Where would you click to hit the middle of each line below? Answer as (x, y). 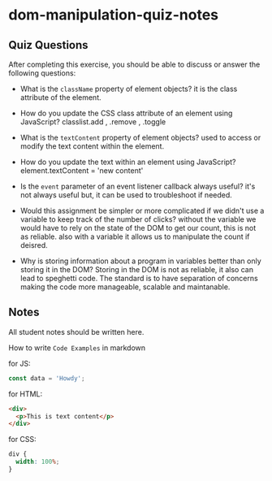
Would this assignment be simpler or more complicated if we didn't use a (142, 210)
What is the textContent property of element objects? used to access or (140, 137)
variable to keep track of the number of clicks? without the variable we (138, 219)
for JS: (19, 363)
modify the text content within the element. (92, 146)
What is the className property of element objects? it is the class (129, 89)
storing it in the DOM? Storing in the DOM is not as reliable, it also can (137, 269)
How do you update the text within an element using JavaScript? (128, 162)
